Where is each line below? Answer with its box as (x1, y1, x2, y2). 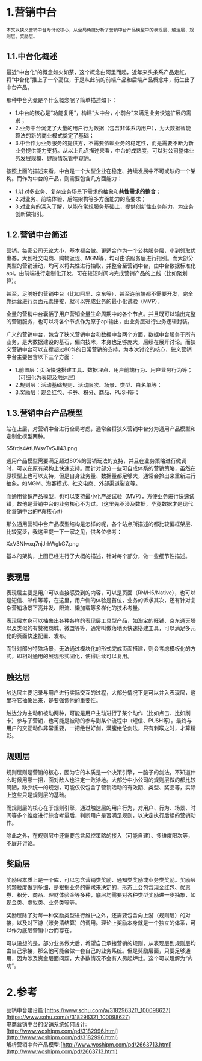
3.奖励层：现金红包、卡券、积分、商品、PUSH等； (14, 389, 140, 396)
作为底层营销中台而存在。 (11, 926, 75, 934)
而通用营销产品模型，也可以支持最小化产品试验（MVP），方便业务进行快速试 (6, 492, 195, 500)
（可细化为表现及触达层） (14, 374, 79, 381)
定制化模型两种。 (6, 433, 49, 440)
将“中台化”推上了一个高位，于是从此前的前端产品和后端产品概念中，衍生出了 (6, 76, 195, 83)
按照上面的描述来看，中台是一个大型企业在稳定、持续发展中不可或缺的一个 (6, 167, 191, 174)
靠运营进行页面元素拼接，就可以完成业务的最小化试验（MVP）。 (6, 297, 164, 305)
